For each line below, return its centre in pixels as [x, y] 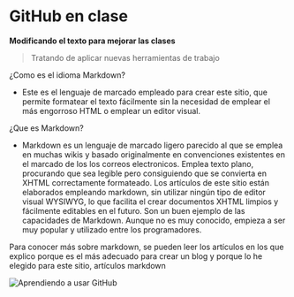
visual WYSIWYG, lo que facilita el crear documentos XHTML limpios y [150, 202]
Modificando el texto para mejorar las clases [92, 41]
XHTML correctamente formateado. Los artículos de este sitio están [145, 182]
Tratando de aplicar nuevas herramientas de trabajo [125, 57]
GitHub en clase [68, 16]
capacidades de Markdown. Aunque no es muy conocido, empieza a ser [154, 220]
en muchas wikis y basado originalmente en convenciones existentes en [153, 154]
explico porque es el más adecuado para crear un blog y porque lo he [136, 256]
